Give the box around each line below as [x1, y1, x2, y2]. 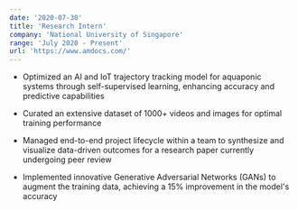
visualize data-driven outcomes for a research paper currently [22, 145, 255, 156]
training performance [22, 118, 102, 129]
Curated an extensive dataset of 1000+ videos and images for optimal [22, 108, 283, 119]
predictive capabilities [22, 91, 106, 102]
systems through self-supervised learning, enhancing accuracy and [22, 81, 275, 92]
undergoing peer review [22, 154, 112, 165]
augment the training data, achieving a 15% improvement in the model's [22, 181, 290, 192]
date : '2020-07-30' [9, 13, 83, 23]
